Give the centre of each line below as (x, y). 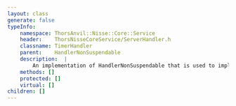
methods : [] (37, 72)
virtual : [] (37, 85)
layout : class (28, 14)
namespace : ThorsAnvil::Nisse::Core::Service (88, 33)
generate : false (31, 20)
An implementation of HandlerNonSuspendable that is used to (124, 66)
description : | (44, 59)
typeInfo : (22, 26)
